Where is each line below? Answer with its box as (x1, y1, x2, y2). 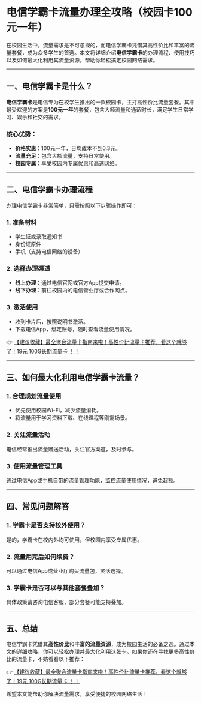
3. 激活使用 (6, 303, 38, 312)
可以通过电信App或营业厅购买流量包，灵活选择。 (6, 567, 127, 575)
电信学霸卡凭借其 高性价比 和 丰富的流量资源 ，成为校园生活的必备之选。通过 (6, 641, 190, 648)
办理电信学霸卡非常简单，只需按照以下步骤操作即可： (6, 202, 138, 209)
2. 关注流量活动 (6, 430, 51, 439)
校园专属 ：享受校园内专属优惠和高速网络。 (14, 160, 120, 167)
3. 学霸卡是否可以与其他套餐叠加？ (6, 584, 106, 592)
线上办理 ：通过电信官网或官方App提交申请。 (14, 279, 125, 286)
